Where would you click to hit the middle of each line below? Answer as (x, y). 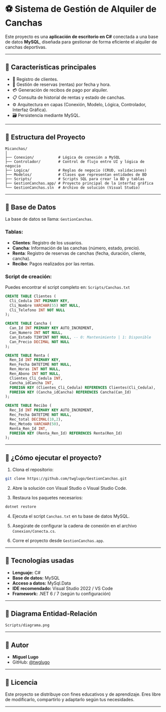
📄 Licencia (21, 682)
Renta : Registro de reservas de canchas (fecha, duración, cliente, (79, 253)
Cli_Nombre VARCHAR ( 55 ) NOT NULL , (45, 305)
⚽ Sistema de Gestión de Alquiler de (81, 9)
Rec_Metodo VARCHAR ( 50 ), (35, 424)
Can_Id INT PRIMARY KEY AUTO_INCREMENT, (52, 328)
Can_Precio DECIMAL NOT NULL (40, 342)
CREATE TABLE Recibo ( (28, 406)
